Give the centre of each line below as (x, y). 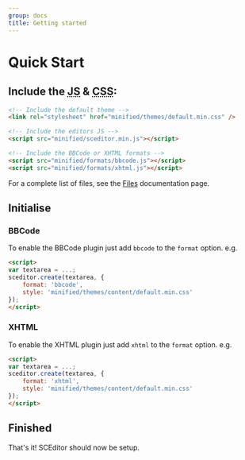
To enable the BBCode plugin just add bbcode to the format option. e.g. (123, 248)
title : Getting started (48, 23)
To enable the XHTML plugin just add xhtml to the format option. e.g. (120, 344)
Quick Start (46, 62)
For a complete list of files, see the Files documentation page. (109, 183)
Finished (30, 429)
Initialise (30, 209)
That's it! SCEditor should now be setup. (74, 447)
